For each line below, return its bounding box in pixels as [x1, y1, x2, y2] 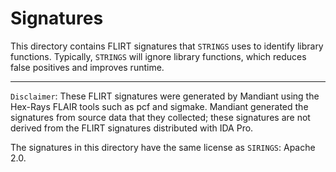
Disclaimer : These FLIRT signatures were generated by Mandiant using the [10, 90, 320, 102]
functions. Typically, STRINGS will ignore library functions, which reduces [10, 50, 307, 62]
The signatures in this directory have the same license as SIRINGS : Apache [10, 141, 316, 153]
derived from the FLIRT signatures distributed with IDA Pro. [10, 122, 254, 134]
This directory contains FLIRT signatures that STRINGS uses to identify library [10, 40, 324, 52]
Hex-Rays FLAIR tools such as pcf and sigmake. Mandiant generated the [10, 100, 309, 112]
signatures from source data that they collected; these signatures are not [10, 111, 311, 123]
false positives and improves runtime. [10, 61, 165, 73]
